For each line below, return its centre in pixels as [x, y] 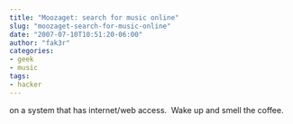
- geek [22, 59]
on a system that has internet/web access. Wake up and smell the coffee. [146, 110]
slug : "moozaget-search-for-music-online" [90, 26]
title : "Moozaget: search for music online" [94, 18]
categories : [32, 51]
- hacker [26, 84]
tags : [19, 76]
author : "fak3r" [40, 43]
